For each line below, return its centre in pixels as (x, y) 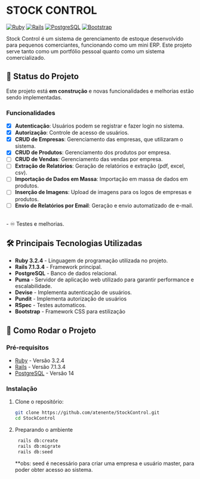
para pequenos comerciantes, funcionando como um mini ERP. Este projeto (99, 45)
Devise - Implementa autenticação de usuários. (73, 292)
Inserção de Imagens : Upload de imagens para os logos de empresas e (103, 192)
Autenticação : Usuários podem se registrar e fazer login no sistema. (99, 126)
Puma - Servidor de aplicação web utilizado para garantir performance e (104, 280)
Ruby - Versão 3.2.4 (39, 360)
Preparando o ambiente (44, 430)
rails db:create (38, 441)
